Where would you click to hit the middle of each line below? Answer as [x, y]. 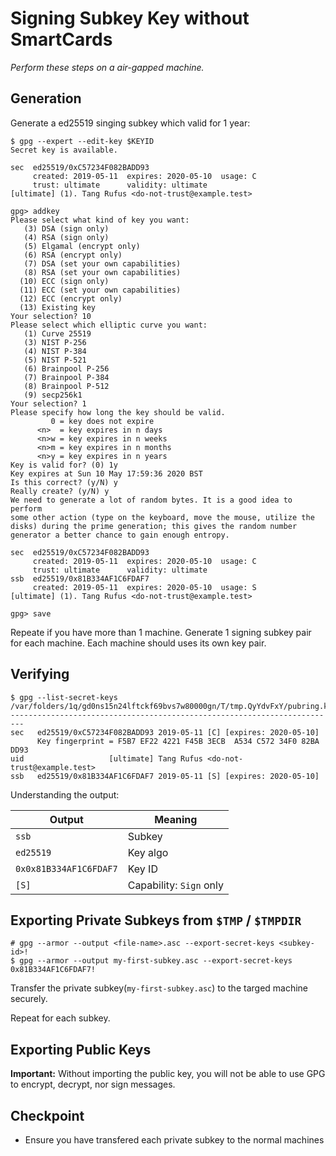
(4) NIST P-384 [55, 351]
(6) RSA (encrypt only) [73, 255]
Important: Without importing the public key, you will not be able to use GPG [168, 1074]
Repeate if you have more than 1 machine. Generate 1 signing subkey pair [161, 632]
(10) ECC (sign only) [64, 281]
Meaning [176, 819]
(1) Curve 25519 [57, 333]
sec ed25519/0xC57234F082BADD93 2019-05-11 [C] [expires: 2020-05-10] [165, 732]
